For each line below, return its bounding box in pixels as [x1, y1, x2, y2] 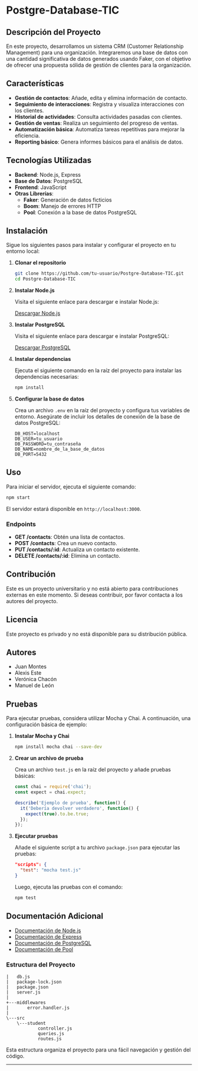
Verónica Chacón [14, 676, 57, 683]
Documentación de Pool [14, 946, 74, 953]
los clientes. [14, 107, 44, 114]
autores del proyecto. [6, 597, 58, 604]
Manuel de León [14, 682, 54, 689]
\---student [16, 1020, 46, 1026]
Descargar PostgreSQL [14, 344, 71, 351]
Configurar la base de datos [14, 395, 84, 402]
